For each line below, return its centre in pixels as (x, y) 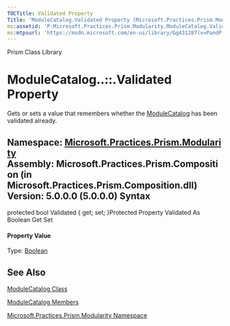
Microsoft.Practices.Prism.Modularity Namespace (77, 316)
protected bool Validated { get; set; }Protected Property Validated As (104, 212)
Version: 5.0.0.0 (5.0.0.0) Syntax (79, 196)
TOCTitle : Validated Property (50, 13)
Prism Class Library (35, 52)
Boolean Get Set (30, 220)
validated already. (32, 121)
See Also (26, 272)
